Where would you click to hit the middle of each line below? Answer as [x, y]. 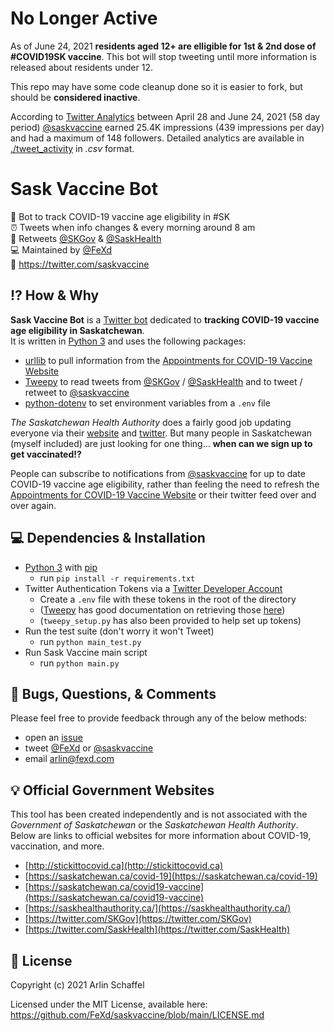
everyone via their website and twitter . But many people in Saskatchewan [161, 433]
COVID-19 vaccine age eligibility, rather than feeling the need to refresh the [165, 484]
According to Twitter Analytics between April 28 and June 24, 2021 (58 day [165, 116]
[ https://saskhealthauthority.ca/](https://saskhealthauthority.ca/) [158, 908]
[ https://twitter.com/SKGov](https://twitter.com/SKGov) [138, 919]
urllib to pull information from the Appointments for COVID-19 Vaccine [168, 360]
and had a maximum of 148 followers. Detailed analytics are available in [157, 138]
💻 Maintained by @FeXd [61, 249]
